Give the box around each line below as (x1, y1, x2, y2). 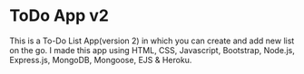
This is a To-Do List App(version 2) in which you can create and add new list (9, 35, 295, 46)
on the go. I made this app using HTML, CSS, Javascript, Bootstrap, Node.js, (9, 44, 295, 55)
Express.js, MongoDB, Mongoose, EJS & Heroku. (9, 54, 192, 65)
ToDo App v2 (9, 5, 109, 26)
